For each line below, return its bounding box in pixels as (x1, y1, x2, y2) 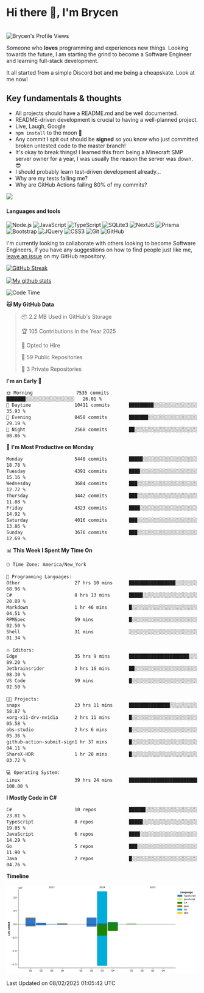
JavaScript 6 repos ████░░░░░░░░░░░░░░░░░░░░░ (6, 831, 198, 837)
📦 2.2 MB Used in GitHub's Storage (21, 313, 112, 320)
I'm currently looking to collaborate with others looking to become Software (6, 239, 196, 247)
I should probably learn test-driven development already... (15, 168, 161, 175)
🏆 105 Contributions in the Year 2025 (21, 327, 116, 335)
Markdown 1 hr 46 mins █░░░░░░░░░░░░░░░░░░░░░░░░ (6, 604, 198, 611)
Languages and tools (6, 207, 61, 215)
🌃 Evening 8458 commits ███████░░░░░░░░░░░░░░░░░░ (6, 414, 198, 420)
